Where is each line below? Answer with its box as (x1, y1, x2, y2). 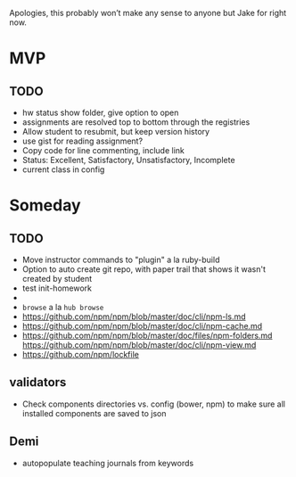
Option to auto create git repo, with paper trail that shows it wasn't (21, 264, 266, 275)
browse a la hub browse (21, 302, 104, 312)
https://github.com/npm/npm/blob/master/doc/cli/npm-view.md (21, 340, 257, 350)
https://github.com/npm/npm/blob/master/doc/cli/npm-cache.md (21, 321, 263, 331)
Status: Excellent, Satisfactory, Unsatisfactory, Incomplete (21, 155, 235, 165)
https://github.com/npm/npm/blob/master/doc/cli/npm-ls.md (21, 311, 247, 322)
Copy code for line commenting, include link (21, 145, 185, 155)
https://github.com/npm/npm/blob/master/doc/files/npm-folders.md (21, 330, 273, 341)
